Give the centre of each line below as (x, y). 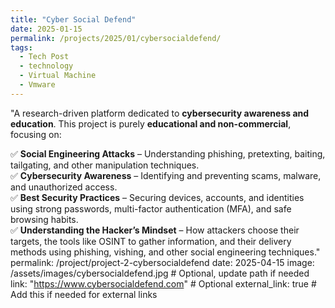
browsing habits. (44, 219)
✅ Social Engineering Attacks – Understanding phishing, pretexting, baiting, (168, 153)
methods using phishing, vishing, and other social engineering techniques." (165, 252)
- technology (46, 66)
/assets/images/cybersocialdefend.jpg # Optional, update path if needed (160, 273)
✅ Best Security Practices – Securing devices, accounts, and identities (157, 197)
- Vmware (37, 85)
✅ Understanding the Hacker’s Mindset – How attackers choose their (155, 230)
